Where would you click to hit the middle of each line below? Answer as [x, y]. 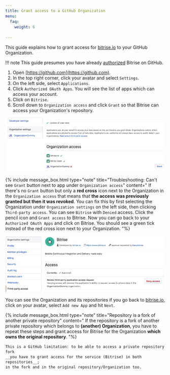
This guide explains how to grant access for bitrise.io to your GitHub [77, 47]
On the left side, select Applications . [51, 84]
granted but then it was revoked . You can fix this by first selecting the [79, 201]
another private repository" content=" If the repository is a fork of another [82, 320]
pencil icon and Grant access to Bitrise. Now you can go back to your [77, 218]
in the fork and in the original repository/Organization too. [74, 367]
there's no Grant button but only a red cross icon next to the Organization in [84, 191]
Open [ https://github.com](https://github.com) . [61, 73]
